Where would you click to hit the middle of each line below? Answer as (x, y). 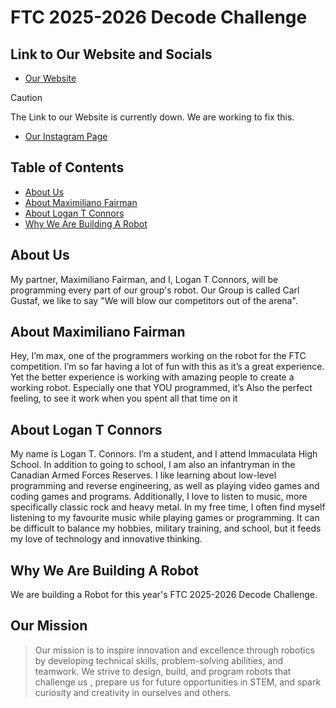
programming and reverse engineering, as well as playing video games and (165, 486)
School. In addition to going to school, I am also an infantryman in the (153, 465)
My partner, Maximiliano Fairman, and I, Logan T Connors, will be (144, 279)
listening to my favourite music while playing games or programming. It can (165, 518)
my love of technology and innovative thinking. (106, 539)
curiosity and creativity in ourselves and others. (133, 692)
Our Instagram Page (66, 136)
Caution (26, 97)
